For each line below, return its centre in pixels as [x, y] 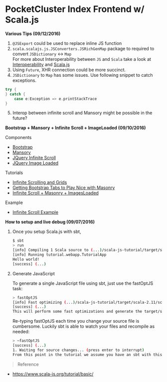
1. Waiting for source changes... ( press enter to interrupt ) [78, 350]
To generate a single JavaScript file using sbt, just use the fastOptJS [83, 283]
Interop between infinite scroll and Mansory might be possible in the [82, 113]
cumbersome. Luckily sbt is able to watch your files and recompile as [83, 326]
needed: [21, 332]
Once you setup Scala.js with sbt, [47, 232]
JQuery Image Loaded [35, 163]
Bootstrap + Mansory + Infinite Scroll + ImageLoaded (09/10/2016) [76, 128]
